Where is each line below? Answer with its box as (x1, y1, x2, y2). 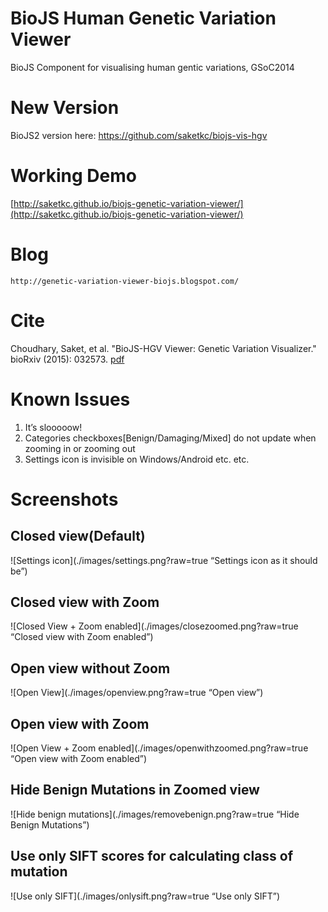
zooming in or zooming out (24, 442, 136, 454)
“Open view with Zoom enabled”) (10, 753, 148, 765)
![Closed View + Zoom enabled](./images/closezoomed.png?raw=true (10, 620, 299, 632)
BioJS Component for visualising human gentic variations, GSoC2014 (10, 61, 295, 73)
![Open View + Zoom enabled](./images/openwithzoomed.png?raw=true (10, 742, 309, 754)
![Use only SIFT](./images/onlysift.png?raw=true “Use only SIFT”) (10, 890, 281, 902)
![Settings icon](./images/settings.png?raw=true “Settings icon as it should (10, 554, 318, 566)
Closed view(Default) (10, 528, 146, 545)
